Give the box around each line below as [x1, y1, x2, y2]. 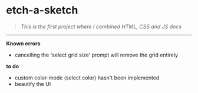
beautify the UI [14, 80, 51, 87]
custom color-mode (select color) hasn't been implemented [14, 74, 160, 81]
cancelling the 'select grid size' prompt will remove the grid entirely [14, 51, 179, 58]
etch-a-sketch [6, 4, 78, 17]
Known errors [6, 39, 41, 47]
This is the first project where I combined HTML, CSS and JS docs [20, 23, 182, 30]
